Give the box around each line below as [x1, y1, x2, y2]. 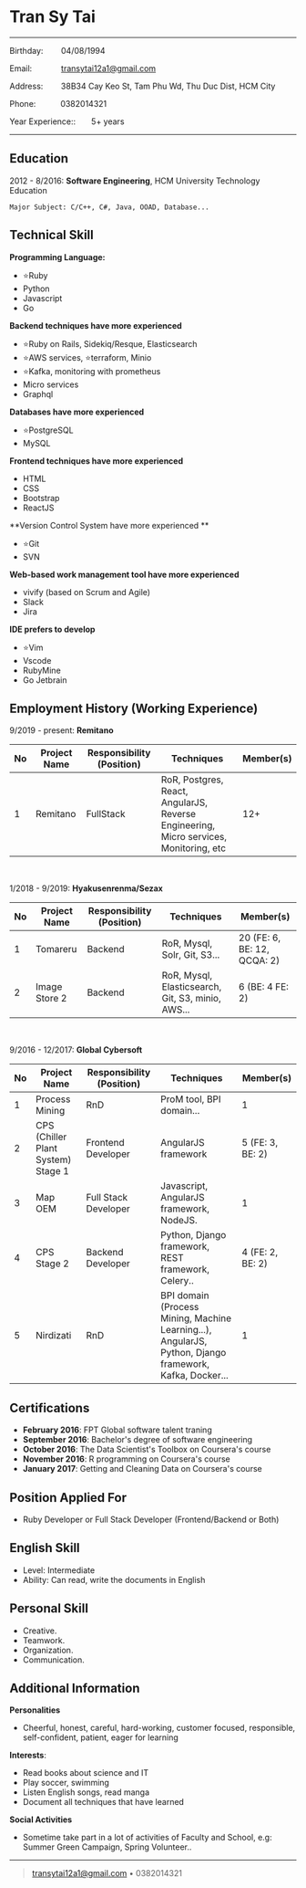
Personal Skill [9, 1600, 89, 1617]
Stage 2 [36, 1257, 70, 1270]
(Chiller [36, 1130, 67, 1143]
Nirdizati [36, 1329, 72, 1342]
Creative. [22, 1625, 57, 1636]
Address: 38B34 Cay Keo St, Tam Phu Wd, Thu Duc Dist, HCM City [9, 80, 276, 91]
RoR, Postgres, [160, 773, 224, 786]
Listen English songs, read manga [22, 1787, 150, 1798]
